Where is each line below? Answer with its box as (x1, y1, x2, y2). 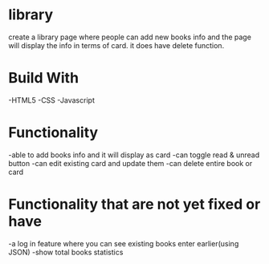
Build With (8, 69, 79, 87)
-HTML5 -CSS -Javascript (8, 95, 95, 105)
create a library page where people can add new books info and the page (8, 32, 251, 42)
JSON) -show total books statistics (8, 247, 124, 257)
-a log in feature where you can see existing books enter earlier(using (8, 238, 239, 248)
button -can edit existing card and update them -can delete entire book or (8, 158, 253, 168)
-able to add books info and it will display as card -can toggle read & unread (8, 150, 259, 160)
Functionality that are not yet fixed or (8, 195, 261, 213)
